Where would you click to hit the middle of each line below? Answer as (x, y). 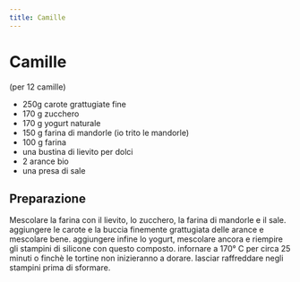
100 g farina (44, 142)
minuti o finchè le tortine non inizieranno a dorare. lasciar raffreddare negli (146, 258)
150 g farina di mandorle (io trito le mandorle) (106, 132)
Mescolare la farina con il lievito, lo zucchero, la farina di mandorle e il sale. (148, 220)
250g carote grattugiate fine (74, 104)
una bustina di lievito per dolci (77, 151)
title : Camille (38, 17)
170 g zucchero (51, 114)
